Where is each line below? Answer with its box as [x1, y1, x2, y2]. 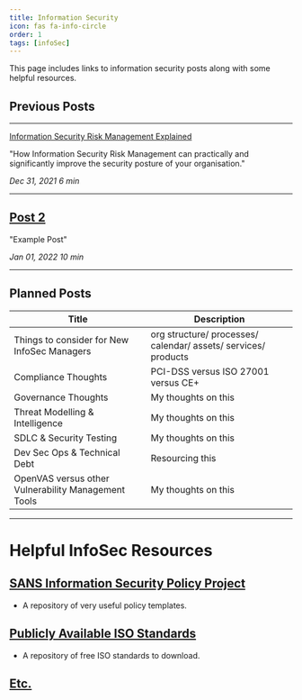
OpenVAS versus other [13, 472, 110, 485]
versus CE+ [150, 376, 200, 388]
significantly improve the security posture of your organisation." [9, 159, 245, 169]
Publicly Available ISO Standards [9, 626, 197, 641]
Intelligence [13, 416, 63, 429]
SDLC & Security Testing [13, 432, 118, 444]
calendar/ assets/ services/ [150, 339, 266, 351]
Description [193, 313, 245, 325]
